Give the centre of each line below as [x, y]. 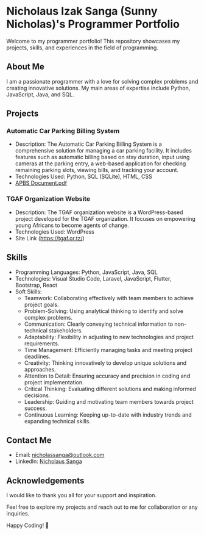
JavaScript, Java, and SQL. [40, 94]
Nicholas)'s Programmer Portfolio [93, 24]
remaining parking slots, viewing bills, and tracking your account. [97, 170]
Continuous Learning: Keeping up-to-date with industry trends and [108, 415]
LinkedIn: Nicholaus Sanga [48, 461]
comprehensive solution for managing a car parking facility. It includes [103, 151]
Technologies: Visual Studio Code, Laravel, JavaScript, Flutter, [93, 278]
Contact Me [29, 440]
